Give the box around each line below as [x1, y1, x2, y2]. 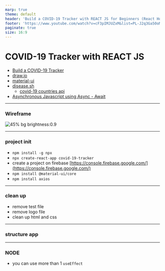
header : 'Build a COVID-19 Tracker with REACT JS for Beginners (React [5, 16, 155, 21]
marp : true [5, 7, 27, 12]
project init [5, 138, 32, 145]
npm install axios [12, 176, 50, 182]
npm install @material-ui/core [12, 171, 77, 176]
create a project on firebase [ [12, 160, 71, 166]
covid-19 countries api [19, 88, 65, 94]
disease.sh [12, 83, 34, 89]
